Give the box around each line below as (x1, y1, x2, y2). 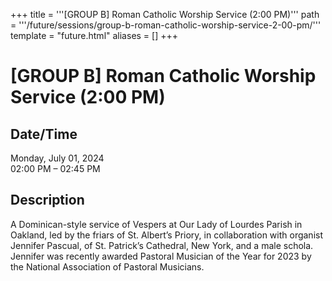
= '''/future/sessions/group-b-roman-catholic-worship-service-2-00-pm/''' (10, 19, 322, 31)
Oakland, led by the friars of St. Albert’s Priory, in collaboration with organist (10, 229, 323, 241)
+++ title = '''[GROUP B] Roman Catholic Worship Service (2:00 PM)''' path (10, 9, 320, 20)
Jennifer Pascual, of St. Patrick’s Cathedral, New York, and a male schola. (10, 239, 314, 251)
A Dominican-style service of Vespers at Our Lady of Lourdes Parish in (10, 218, 303, 230)
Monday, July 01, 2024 (10, 152, 105, 164)
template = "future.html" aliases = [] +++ (10, 30, 179, 41)
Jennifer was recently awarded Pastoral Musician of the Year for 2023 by (10, 250, 312, 262)
